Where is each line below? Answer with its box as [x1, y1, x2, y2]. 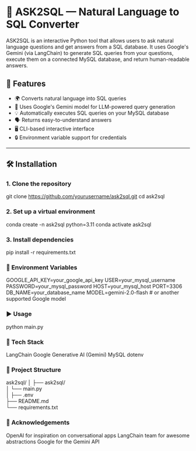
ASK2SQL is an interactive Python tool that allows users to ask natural [6, 37, 174, 44]
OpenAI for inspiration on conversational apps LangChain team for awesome [6, 432, 190, 439]
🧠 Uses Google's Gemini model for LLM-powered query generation [14, 103, 176, 110]
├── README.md [6, 398, 49, 405]
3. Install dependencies [6, 235, 74, 243]
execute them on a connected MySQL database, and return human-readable [6, 56, 190, 63]
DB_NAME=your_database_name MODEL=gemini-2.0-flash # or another [6, 289, 180, 296]
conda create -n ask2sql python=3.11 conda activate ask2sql [6, 221, 152, 228]
